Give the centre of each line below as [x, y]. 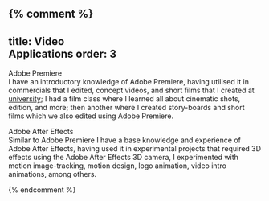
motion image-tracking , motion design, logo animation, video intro [118, 166]
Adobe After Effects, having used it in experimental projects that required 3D [135, 149]
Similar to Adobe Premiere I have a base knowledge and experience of [124, 140]
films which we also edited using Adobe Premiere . [91, 116]
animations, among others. [53, 174]
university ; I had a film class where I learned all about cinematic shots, [124, 99]
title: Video [37, 41]
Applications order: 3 [63, 53]
